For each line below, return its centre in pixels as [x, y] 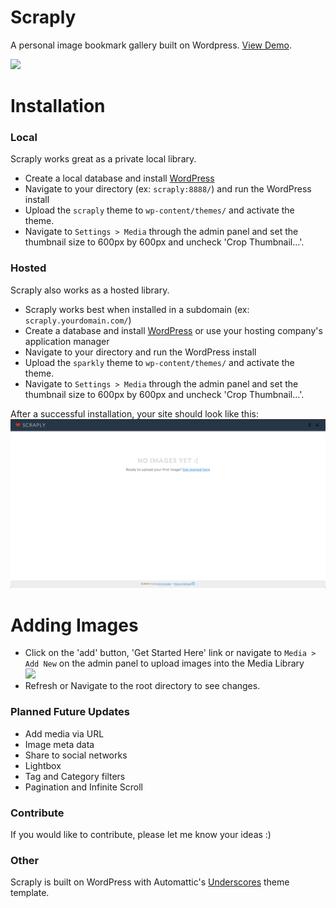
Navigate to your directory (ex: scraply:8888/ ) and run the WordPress [168, 189]
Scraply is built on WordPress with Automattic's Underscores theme [150, 882]
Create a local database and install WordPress [119, 178]
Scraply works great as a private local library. [103, 159]
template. [30, 893]
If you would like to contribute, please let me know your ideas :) [141, 834]
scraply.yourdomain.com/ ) [78, 320]
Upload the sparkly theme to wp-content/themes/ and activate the [159, 362]
